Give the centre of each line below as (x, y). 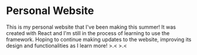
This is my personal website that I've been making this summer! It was (91, 27)
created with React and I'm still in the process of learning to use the (88, 33)
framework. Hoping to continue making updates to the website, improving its (99, 39)
